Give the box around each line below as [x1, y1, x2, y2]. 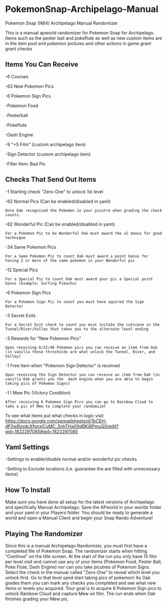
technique [5, 235, 26, 240]
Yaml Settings [5, 443, 49, 451]
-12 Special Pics [5, 267, 38, 273]
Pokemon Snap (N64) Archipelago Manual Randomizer [5, 20, 118, 26]
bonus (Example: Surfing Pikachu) [5, 281, 77, 286]
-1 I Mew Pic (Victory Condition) [5, 389, 71, 396]
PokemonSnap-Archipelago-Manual [5, 4, 158, 15]
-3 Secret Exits [5, 312, 36, 318]
